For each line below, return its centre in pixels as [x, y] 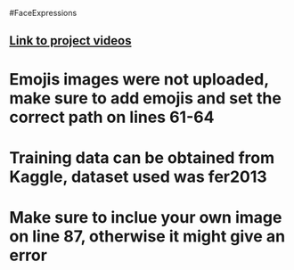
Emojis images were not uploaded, [139, 79]
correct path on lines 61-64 [112, 117]
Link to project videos [70, 41]
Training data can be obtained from [142, 157]
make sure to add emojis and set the [146, 98]
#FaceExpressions [43, 13]
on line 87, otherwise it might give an [147, 236]
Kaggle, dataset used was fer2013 [138, 176]
